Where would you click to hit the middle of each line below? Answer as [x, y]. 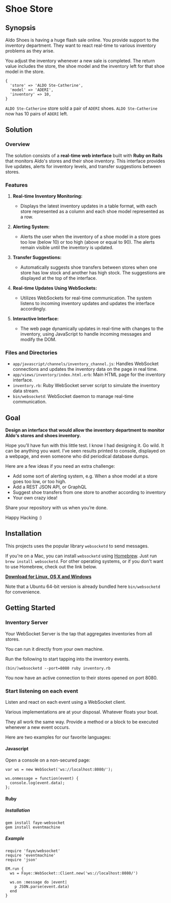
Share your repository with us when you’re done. [57, 508]
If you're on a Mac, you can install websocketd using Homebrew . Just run [81, 556]
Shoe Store [29, 9]
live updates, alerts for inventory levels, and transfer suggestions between [83, 166]
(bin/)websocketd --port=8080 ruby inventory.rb [58, 668]
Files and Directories [31, 352]
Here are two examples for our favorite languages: [58, 737]
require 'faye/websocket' [33, 851]
